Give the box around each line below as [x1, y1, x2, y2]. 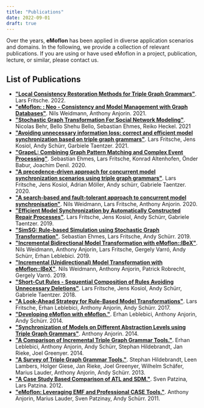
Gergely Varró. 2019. [15, 272, 67, 279]
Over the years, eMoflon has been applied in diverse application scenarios [6, 37, 194, 45]
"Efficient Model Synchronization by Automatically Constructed [15, 207, 181, 214]
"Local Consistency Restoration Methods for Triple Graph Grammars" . [15, 90, 197, 98]
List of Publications [6, 74, 81, 84]
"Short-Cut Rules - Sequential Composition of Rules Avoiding [15, 278, 174, 285]
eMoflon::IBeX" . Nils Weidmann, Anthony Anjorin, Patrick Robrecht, [15, 265, 186, 273]
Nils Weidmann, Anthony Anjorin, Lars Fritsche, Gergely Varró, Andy [15, 246, 186, 253]
